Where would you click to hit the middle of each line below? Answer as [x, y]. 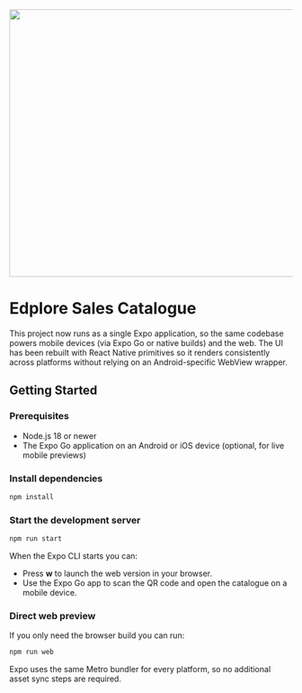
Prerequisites [39, 416]
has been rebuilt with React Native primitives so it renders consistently [140, 352]
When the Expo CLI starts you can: [73, 556]
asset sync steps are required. [65, 679]
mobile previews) [54, 455]
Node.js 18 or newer [59, 435]
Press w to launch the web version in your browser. [117, 573]
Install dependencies [56, 479]
